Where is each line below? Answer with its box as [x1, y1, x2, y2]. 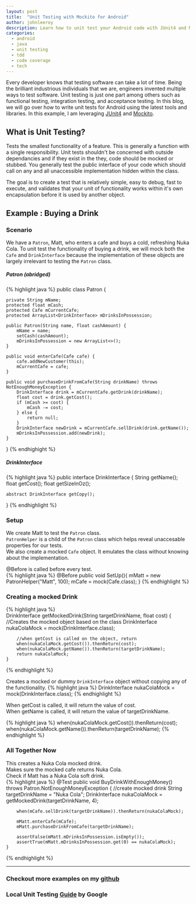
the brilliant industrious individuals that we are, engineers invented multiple [6, 85, 186, 92]
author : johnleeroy [6, 19, 54, 25]
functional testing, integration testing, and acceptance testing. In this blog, [6, 98, 185, 105]
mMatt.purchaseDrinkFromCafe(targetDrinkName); [16, 823, 134, 830]
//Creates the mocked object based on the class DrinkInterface [6, 618, 157, 625]
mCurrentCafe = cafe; [16, 363, 69, 369]
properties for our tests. [6, 542, 63, 549]
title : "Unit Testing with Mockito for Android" [6, 14, 129, 20]
